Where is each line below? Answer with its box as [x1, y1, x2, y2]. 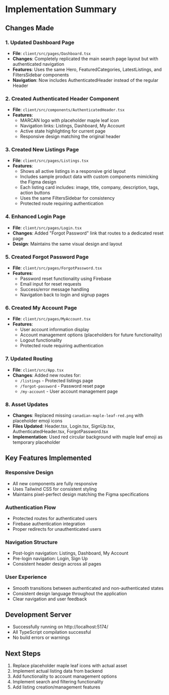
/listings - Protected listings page [20, 378, 93, 384]
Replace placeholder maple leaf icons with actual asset [12, 663, 127, 669]
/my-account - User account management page [20, 388, 118, 394]
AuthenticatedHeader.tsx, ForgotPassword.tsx [12, 428, 108, 434]
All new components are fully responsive [12, 480, 97, 486]
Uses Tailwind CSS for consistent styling [12, 486, 97, 492]
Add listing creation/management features [12, 684, 100, 690]
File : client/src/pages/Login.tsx [12, 224, 82, 230]
